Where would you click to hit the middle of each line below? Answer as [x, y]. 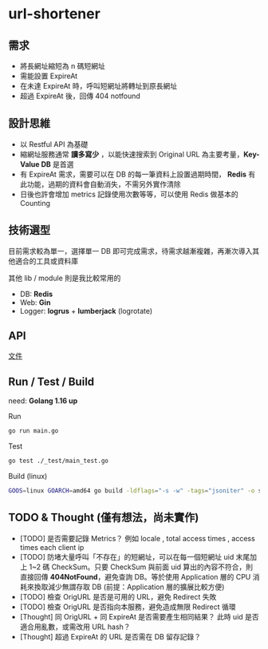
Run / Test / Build [51, 381]
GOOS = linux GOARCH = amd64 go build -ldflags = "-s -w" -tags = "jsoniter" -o [132, 491]
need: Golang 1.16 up [43, 401]
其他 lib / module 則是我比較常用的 [65, 278]
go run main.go [33, 431]
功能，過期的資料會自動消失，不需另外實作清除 [104, 184]
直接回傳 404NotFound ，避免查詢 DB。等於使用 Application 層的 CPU [135, 576]
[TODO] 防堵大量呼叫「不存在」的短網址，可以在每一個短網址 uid [127, 556]
